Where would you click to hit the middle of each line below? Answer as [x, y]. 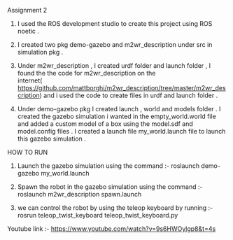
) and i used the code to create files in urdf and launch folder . [129, 95]
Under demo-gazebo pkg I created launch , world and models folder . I [119, 109]
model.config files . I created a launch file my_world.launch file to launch [121, 131]
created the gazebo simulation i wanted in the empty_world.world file [117, 116]
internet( [30, 80]
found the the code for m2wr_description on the [86, 73]
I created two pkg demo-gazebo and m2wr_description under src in [115, 44]
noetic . [28, 31]
